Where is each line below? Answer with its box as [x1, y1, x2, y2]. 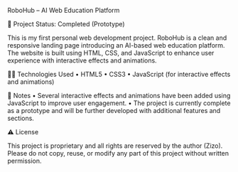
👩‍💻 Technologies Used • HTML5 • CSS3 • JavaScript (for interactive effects [7, 70, 231, 78]
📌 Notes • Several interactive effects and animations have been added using [7, 92, 231, 100]
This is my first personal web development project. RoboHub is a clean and [7, 33, 227, 42]
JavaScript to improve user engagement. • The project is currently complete [7, 99, 231, 107]
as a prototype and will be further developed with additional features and [7, 107, 221, 114]
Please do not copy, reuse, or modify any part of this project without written [7, 149, 229, 157]
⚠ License [7, 128, 39, 136]
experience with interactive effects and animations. [7, 56, 158, 65]
